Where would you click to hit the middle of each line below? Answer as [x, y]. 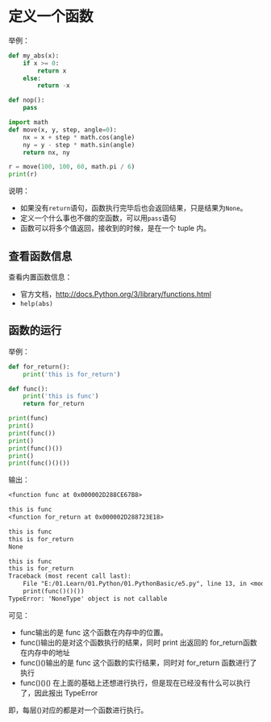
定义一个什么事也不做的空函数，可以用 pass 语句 [98, 218]
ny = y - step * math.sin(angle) [79, 145]
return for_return [54, 404]
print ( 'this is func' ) [61, 396]
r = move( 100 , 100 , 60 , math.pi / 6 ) [72, 167]
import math [28, 123]
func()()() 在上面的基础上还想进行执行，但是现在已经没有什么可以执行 [135, 682]
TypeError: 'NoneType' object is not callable [88, 599]
